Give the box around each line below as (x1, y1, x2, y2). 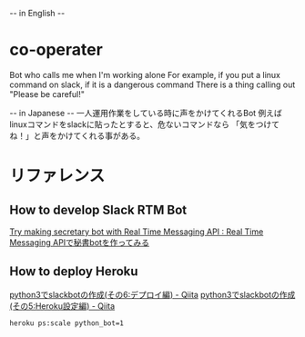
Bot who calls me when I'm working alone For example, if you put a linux (9, 69, 280, 80)
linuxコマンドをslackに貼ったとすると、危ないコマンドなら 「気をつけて (9, 118, 280, 130)
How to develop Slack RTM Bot (9, 202, 188, 217)
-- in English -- (9, 8, 66, 18)
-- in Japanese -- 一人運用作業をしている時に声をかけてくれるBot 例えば (9, 107, 282, 118)
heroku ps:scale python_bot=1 (9, 318, 125, 328)
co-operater (9, 40, 103, 60)
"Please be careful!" (9, 88, 85, 99)
